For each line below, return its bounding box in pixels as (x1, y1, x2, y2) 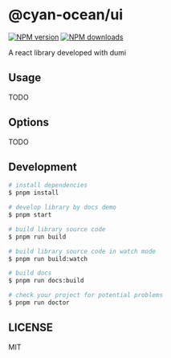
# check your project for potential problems (8, 291, 163, 299)
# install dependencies (8, 181, 88, 189)
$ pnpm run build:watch (8, 254, 88, 262)
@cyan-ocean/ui (8, 6, 123, 24)
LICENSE (8, 321, 54, 335)
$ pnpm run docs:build (8, 277, 84, 285)
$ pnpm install (8, 189, 59, 197)
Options (8, 116, 50, 129)
